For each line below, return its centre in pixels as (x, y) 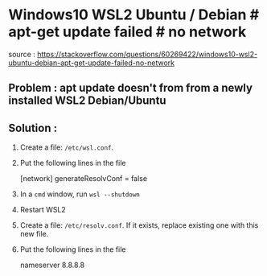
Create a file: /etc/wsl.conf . (67, 147)
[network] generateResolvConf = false (83, 179)
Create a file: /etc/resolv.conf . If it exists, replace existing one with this (139, 225)
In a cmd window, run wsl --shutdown (80, 194)
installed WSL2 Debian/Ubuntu (87, 101)
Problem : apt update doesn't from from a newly (131, 88)
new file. (34, 234)
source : (22, 54)
